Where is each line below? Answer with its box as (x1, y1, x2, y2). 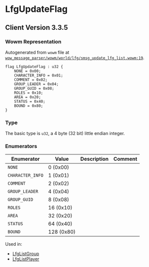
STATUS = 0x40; (14, 99, 46, 104)
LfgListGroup (12, 251, 40, 257)
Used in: (5, 241, 22, 247)
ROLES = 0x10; (14, 90, 43, 95)
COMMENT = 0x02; (14, 77, 48, 82)
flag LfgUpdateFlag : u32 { (5, 64, 64, 69)
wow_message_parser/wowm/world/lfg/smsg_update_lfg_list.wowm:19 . (5, 55, 145, 61)
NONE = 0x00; (14, 68, 41, 73)
